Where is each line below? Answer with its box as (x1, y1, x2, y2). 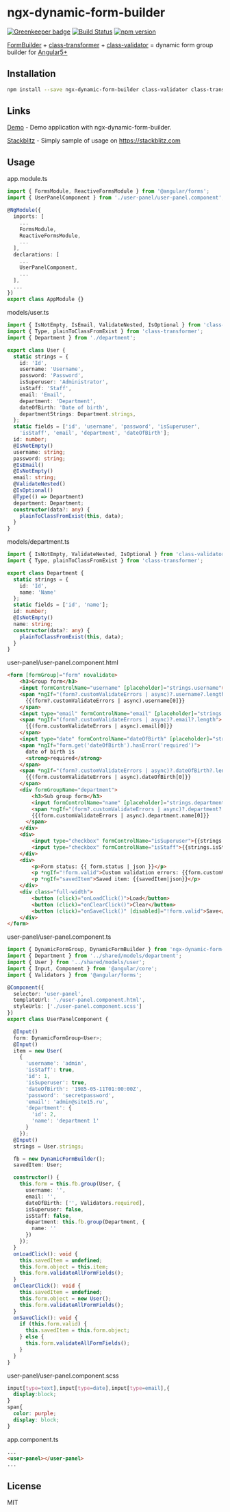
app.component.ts (7, 1435, 59, 1443)
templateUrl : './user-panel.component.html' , (13, 996, 146, 1004)
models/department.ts (7, 538, 70, 546)
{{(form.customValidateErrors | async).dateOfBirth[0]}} (25, 773, 192, 781)
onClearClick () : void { (13, 1282, 81, 1290)
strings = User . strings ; (13, 1143, 84, 1150)
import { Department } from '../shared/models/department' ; (7, 952, 183, 959)
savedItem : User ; (13, 1162, 63, 1168)
